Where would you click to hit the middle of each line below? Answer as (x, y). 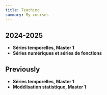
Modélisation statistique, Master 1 (49, 87)
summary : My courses (27, 15)
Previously (23, 69)
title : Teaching (22, 10)
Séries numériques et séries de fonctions (57, 53)
